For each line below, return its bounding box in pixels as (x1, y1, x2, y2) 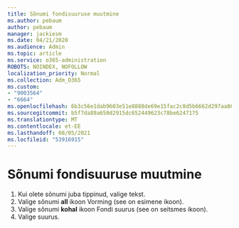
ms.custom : (7, 83, 40, 90)
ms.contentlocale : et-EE (7, 122, 81, 130)
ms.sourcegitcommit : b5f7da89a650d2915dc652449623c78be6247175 (7, 109, 199, 116)
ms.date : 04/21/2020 (7, 37, 69, 44)
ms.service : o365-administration (7, 57, 107, 64)
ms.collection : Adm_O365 (7, 76, 81, 84)
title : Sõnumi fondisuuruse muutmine (7, 10, 119, 18)
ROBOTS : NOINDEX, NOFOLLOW (7, 63, 87, 70)
